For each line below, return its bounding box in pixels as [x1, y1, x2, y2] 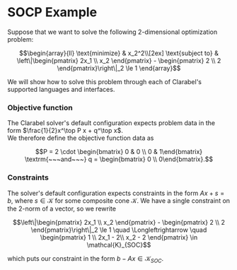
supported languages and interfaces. [7, 85, 115, 93]
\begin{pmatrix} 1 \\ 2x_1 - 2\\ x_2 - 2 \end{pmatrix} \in [40, 233, 198, 241]
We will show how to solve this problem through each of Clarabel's [7, 77, 202, 86]
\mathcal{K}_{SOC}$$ [86, 240, 151, 249]
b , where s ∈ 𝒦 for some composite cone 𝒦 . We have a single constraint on [7, 196, 231, 205]
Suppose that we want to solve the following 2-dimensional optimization [7, 28, 218, 36]
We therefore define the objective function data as [7, 134, 154, 142]
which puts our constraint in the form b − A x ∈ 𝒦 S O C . [7, 254, 164, 264]
